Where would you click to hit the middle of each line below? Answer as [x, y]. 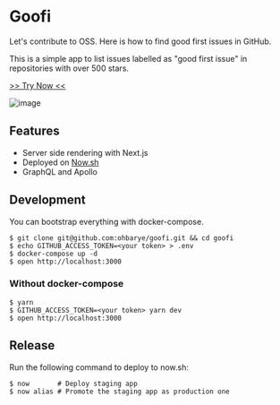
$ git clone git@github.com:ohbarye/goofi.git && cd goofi [122, 238]
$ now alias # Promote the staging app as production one [119, 392]
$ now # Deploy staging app [74, 383]
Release [32, 345]
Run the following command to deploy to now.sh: [99, 367]
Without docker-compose [67, 284]
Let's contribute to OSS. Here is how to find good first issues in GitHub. [140, 41]
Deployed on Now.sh [60, 162]
